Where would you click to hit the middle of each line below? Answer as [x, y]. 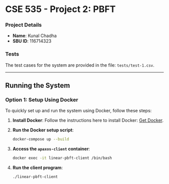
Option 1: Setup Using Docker [42, 100]
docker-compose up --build [41, 139]
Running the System [38, 85]
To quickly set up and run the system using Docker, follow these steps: [78, 111]
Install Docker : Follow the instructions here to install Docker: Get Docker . [88, 120]
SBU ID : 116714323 [32, 41]
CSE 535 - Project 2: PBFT [61, 9]
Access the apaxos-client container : [51, 149]
